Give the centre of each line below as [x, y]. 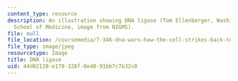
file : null [23, 33]
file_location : [30, 40]
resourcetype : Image [38, 54]
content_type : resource [42, 14]
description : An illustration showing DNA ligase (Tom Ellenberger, [110, 20]
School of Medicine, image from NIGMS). [74, 27]
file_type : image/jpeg [41, 46]
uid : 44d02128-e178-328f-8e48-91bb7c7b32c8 [73, 66]
